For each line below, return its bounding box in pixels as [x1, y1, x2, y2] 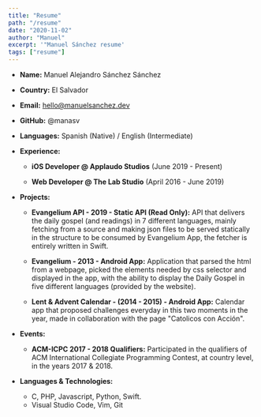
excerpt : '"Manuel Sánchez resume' [8, 41, 125, 49]
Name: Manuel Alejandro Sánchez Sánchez [19, 70, 162, 79]
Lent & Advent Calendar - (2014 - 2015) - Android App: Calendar [31, 297, 245, 306]
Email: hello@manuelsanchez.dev [19, 100, 130, 110]
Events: [19, 329, 46, 338]
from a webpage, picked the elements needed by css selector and [31, 265, 247, 274]
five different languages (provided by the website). [31, 282, 196, 291]
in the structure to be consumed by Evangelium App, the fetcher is [31, 233, 248, 242]
